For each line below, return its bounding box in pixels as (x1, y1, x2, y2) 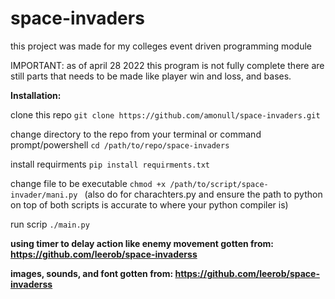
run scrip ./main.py (10, 218, 90, 230)
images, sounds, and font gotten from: (10, 267, 174, 279)
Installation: (10, 89, 62, 101)
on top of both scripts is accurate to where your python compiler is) (10, 198, 289, 211)
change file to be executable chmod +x (10, 177, 167, 189)
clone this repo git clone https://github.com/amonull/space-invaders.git (10, 108, 321, 121)
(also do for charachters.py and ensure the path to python (84, 188, 323, 200)
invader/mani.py (10, 190, 78, 200)
